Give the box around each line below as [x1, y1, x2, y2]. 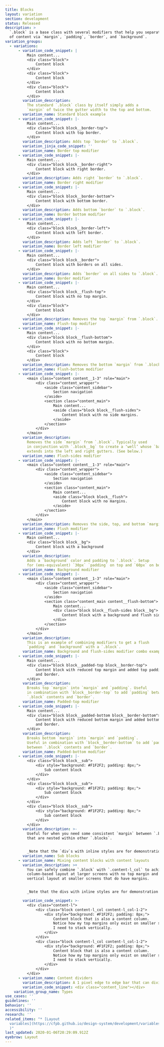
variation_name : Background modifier [22, 567, 99, 572]
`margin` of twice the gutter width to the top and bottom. [26, 107, 152, 113]
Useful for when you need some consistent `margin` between [26, 831, 152, 836]
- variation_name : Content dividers [18, 976, 93, 980]
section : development [5, 16, 49, 21]
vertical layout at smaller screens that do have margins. [26, 876, 150, 881]
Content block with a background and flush [61, 613, 152, 618]
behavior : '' [5, 1003, 32, 1008]
